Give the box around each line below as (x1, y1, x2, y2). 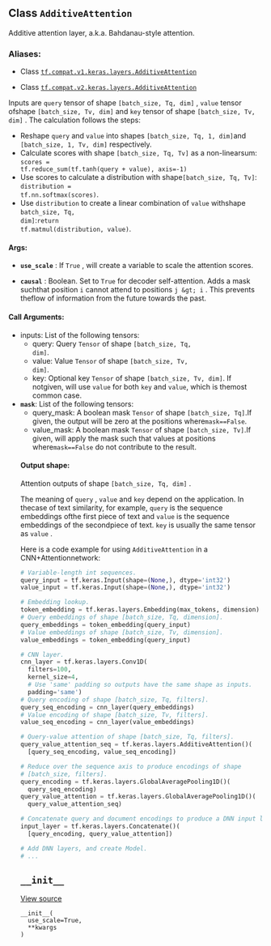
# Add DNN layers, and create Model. (19, 844, 148, 853)
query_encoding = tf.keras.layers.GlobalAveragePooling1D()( (19, 778, 231, 786)
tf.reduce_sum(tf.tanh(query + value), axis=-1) (19, 165, 188, 173)
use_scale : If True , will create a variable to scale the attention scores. (19, 261, 253, 271)
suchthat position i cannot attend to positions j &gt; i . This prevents (19, 285, 255, 295)
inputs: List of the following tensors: (19, 330, 140, 339)
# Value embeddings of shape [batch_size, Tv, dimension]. (19, 628, 224, 637)
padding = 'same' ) (28, 688, 83, 696)
